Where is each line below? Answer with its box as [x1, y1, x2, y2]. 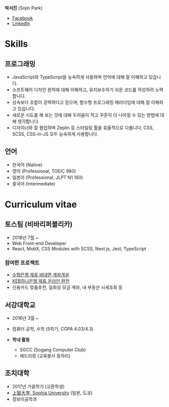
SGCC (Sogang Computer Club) [19, 347, 87, 353]
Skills [5, 38, 28, 50]
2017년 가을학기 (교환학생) [12, 383, 65, 389]
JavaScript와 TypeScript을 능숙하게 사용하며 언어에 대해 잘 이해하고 [12, 74, 148, 80]
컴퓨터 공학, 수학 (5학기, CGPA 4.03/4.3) [12, 325, 94, 331]
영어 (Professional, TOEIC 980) [12, 168, 76, 174]
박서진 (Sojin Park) [5, 5, 43, 11]
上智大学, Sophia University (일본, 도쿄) [12, 390, 93, 396]
